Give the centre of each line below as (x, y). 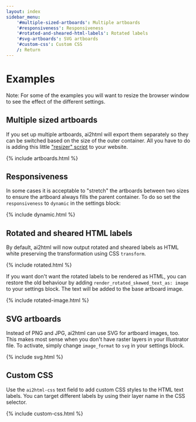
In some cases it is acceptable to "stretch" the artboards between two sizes (98, 191)
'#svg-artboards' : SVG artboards (58, 39)
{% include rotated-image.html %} (48, 300)
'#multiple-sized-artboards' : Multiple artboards (79, 22)
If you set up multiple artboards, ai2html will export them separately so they (97, 134)
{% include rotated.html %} (39, 265)
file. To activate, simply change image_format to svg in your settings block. (95, 345)
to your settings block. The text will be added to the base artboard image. (95, 289)
